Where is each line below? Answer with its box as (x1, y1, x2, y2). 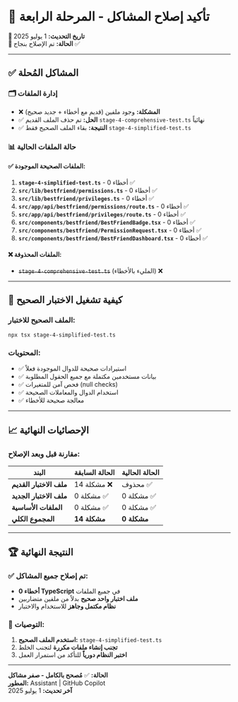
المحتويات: (8, 348, 41, 358)
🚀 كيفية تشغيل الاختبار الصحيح (8, 294, 123, 306)
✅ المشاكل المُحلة (8, 67, 79, 79)
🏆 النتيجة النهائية (8, 546, 73, 558)
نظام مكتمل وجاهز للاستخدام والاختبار (18, 602, 116, 611)
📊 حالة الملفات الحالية (8, 141, 76, 151)
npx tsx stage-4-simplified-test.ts (8, 331, 116, 339)
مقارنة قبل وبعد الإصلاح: (8, 449, 81, 459)
